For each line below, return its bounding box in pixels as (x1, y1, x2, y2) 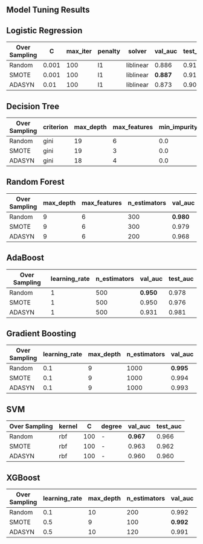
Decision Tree (6, 101, 59, 111)
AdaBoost (6, 253, 44, 263)
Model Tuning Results (6, 5, 90, 15)
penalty (97, 47, 121, 56)
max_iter (66, 47, 92, 56)
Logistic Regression (6, 25, 83, 36)
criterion (43, 123, 68, 132)
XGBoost (6, 472, 40, 482)
